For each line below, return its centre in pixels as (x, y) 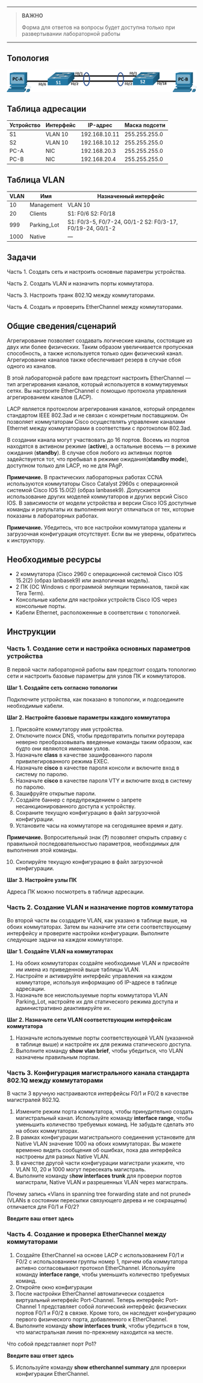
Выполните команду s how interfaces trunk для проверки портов (99, 1176)
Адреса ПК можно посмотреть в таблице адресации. (76, 892)
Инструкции (31, 631)
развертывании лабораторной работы (71, 34)
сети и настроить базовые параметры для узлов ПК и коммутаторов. (96, 676)
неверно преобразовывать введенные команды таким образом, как (104, 742)
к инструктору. (26, 540)
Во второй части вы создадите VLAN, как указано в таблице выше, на (97, 921)
